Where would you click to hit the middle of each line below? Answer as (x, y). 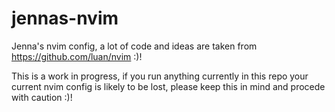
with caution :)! (42, 97)
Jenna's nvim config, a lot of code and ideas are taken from (134, 46)
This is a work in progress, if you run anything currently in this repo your (160, 76)
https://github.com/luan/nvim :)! (77, 56)
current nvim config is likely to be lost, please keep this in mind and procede (168, 86)
